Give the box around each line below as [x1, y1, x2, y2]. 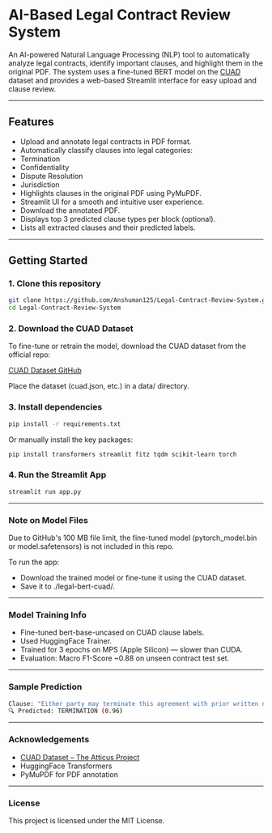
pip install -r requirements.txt [8, 419, 121, 428]
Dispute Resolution [19, 171, 83, 181]
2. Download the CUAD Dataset [8, 323, 134, 334]
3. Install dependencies [8, 402, 103, 413]
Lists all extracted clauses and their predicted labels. [19, 223, 196, 232]
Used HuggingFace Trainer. [19, 636, 112, 646]
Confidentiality [19, 162, 70, 172]
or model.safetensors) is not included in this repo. [8, 542, 174, 551]
